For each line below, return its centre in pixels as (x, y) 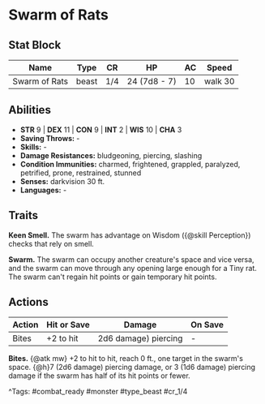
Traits (24, 215)
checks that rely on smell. (51, 243)
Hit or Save (68, 324)
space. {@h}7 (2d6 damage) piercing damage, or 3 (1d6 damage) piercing (132, 367)
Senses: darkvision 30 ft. (62, 181)
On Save (207, 324)
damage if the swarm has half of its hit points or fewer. (99, 376)
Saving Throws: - (50, 138)
